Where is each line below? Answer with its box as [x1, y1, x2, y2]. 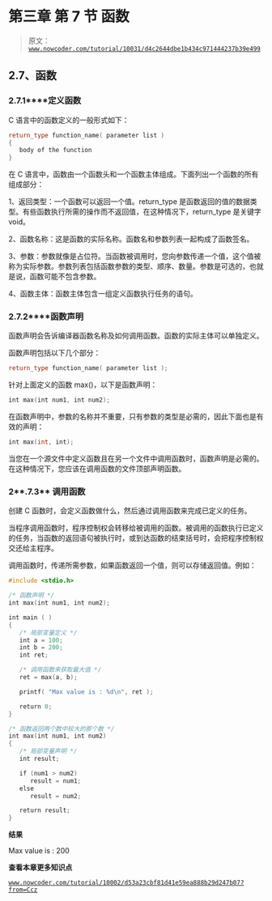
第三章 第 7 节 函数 [8, 7, 130, 26]
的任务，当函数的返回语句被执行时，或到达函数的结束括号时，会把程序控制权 [8, 533, 264, 543]
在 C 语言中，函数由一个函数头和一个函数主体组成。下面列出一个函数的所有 [8, 169, 259, 179]
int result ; [19, 754, 60, 763]
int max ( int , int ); [8, 438, 74, 446]
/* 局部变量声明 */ [19, 747, 78, 755]
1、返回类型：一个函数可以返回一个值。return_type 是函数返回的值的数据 [8, 197, 251, 206]
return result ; [19, 806, 70, 814]
